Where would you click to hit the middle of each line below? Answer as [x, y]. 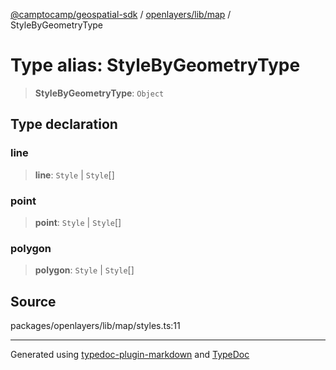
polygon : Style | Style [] [84, 270]
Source [33, 301]
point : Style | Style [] [78, 222]
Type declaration [64, 124]
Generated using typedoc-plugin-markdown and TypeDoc [130, 355]
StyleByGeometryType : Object [99, 93]
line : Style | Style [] [74, 175]
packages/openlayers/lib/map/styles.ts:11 [95, 326]
